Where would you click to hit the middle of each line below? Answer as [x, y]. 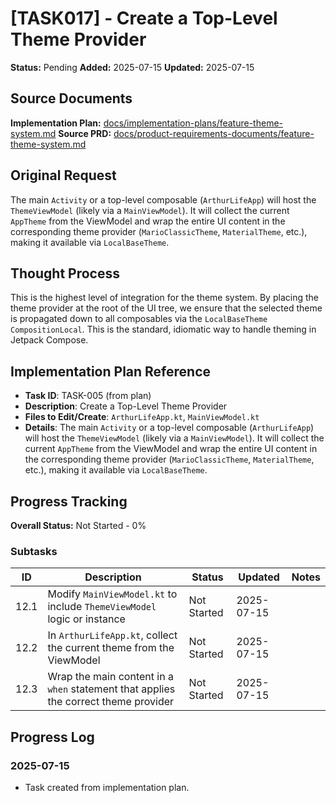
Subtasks [34, 551]
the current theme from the [111, 648]
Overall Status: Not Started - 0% [78, 525]
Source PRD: [85, 133]
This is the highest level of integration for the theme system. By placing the [164, 298]
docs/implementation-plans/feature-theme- [193, 123]
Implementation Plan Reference [111, 371]
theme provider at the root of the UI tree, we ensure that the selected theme [166, 308]
